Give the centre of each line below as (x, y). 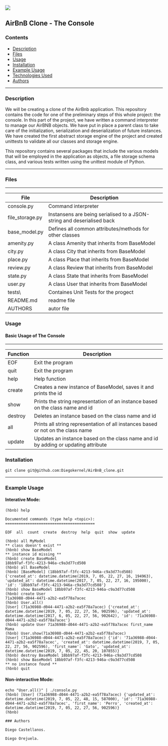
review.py (19, 268)
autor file (59, 308)
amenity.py (21, 243)
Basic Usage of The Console (35, 336)
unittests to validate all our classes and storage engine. (62, 141)
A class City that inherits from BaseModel (97, 252)
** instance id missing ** (33, 554)
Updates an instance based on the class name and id (96, 439)
